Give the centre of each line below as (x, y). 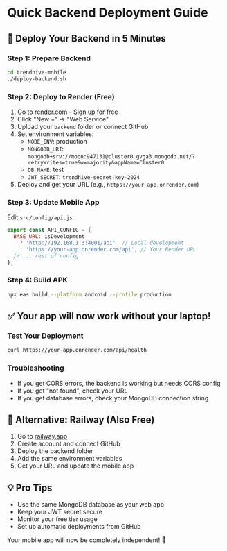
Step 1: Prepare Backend (49, 58)
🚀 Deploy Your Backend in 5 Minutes (87, 39)
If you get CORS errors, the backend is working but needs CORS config (119, 383)
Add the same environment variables (70, 459)
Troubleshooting (36, 368)
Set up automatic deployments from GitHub (79, 527)
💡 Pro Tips (30, 488)
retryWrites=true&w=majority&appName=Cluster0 (96, 162)
